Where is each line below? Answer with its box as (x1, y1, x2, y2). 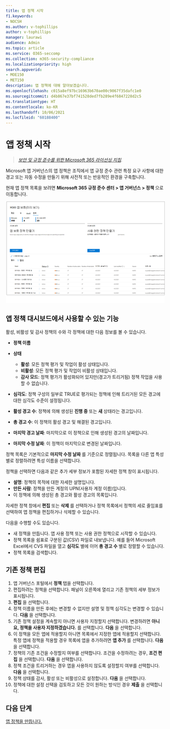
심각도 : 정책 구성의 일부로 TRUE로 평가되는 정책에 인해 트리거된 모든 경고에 (13, 391, 161, 397)
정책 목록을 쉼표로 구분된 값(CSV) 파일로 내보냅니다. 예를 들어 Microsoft (13, 536, 156, 542)
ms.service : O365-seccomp (6, 51, 60, 56)
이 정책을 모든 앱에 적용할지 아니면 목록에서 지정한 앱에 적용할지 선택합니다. (13, 631, 161, 637)
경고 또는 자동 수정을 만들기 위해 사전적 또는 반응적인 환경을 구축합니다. (6, 174, 146, 180)
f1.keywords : (6, 13, 33, 19)
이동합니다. (6, 191, 28, 197)
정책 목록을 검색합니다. (13, 549, 58, 555)
